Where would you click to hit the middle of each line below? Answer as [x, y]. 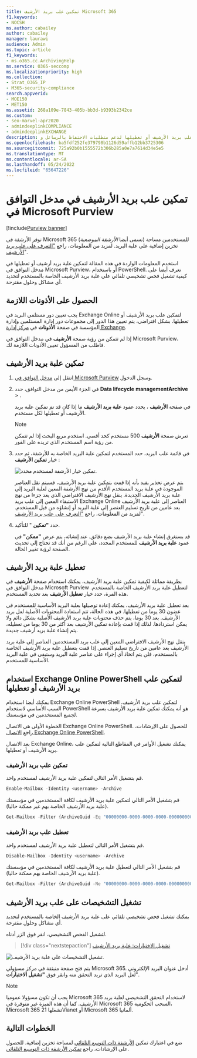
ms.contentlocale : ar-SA [36, 159]
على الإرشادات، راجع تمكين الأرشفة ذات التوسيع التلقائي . [68, 1049]
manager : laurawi [27, 39]
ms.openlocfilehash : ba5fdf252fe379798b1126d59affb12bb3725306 [85, 143]
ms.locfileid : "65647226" [38, 170]
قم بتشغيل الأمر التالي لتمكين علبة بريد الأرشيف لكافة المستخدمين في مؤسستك [93, 800]
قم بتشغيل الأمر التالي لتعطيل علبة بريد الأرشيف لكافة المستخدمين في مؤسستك [93, 867]
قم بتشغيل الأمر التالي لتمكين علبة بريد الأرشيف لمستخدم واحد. [75, 778]
